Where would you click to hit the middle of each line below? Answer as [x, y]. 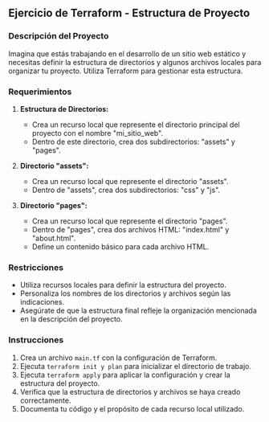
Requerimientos [40, 92]
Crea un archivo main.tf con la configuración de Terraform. [118, 358]
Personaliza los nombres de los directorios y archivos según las [125, 293]
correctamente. [45, 400]
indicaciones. [42, 302]
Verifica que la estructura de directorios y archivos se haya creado [130, 391]
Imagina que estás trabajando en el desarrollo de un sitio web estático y [127, 53]
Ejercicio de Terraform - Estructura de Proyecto [129, 13]
